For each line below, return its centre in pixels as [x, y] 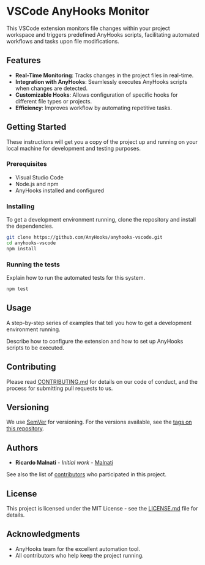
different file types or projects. [54, 101]
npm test [17, 289]
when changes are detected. [51, 88]
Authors [22, 448]
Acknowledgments [43, 534]
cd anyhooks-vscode [31, 243]
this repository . [25, 428]
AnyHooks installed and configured [60, 190]
